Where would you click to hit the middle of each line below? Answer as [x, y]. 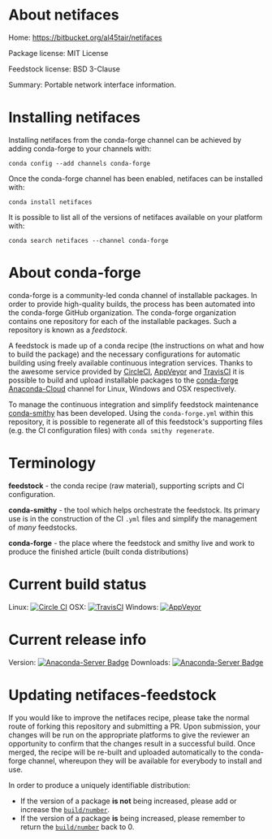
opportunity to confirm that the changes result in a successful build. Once [132, 743]
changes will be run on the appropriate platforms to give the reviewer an [129, 735]
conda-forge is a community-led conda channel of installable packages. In [133, 295]
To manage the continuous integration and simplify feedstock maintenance [134, 404]
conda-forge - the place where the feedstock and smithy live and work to [132, 543]
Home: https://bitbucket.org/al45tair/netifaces [85, 37]
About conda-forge [75, 273]
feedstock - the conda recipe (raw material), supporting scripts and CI [127, 486]
